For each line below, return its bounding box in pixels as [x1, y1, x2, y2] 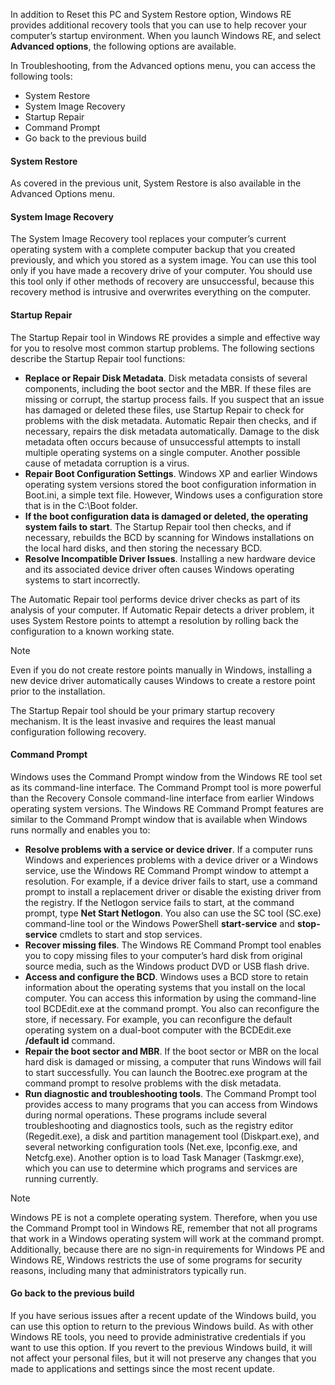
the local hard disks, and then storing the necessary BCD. [24, 542, 263, 554]
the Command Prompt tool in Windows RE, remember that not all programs [10, 1222, 318, 1234]
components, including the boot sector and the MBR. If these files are [24, 382, 312, 394]
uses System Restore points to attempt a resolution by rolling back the [10, 614, 299, 626]
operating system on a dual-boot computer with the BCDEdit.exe [24, 1024, 292, 1036]
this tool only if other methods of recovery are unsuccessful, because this [10, 275, 315, 288]
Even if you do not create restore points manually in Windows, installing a [10, 664, 313, 676]
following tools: [10, 70, 73, 82]
